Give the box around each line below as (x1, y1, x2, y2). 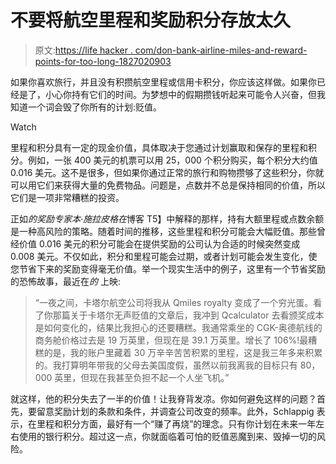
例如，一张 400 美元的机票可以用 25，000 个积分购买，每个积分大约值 (27, 154, 318, 166)
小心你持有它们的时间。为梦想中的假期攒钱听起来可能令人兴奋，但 (44, 88, 317, 100)
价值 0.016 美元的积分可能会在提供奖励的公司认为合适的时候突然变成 (18, 237, 301, 250)
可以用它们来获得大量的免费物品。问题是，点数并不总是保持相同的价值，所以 (10, 179, 326, 191)
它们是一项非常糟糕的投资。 (10, 191, 125, 203)
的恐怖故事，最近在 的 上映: (10, 275, 121, 287)
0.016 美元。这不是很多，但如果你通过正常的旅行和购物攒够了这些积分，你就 (10, 166, 325, 178)
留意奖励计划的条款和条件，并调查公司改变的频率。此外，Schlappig (36, 405, 315, 417)
